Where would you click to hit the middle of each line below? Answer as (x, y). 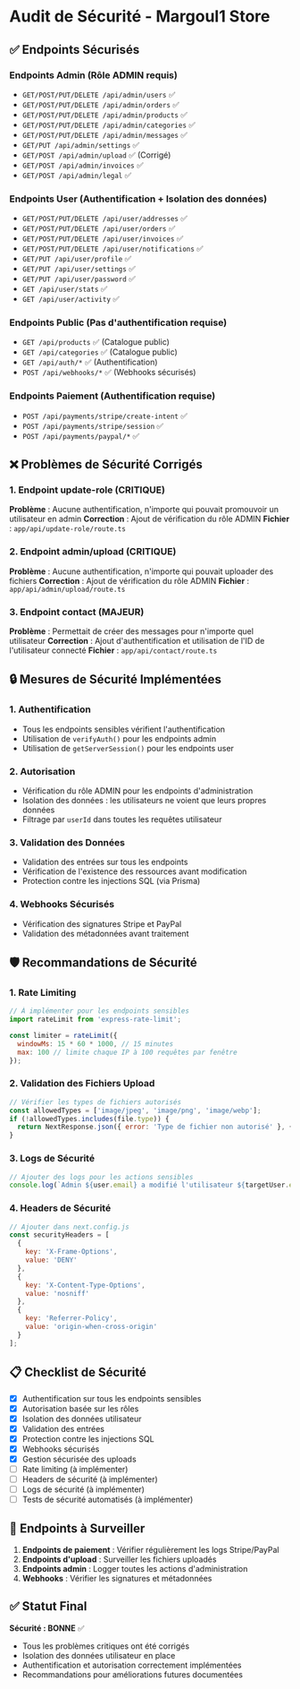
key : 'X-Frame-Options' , (71, 1252)
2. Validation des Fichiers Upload (82, 1084)
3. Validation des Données (67, 842)
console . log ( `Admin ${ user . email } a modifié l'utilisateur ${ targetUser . (150, 1185)
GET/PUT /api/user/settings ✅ (79, 269)
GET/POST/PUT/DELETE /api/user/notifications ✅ (112, 249)
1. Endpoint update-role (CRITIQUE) (87, 490)
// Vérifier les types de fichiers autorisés (95, 1102)
